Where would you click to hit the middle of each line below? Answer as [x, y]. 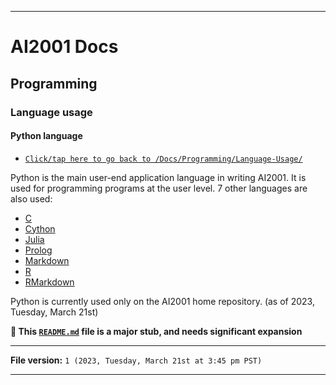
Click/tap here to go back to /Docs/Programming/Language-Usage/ [163, 159]
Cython [40, 228]
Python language [46, 136]
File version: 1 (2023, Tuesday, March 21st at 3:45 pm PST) [136, 360]
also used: [31, 198]
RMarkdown [49, 282]
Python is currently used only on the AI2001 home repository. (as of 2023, [162, 301]
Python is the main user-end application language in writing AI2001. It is [158, 177]
